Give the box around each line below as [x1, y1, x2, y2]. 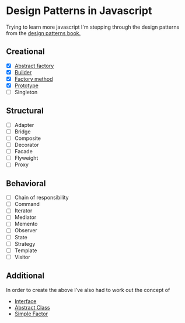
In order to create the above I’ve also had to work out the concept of [6, 286, 170, 293]
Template [14, 247, 37, 254]
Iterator [14, 207, 33, 214]
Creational [6, 47, 45, 57]
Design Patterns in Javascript [6, 4, 152, 18]
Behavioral [6, 178, 46, 188]
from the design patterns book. [6, 29, 81, 36]
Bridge [14, 128, 31, 135]
